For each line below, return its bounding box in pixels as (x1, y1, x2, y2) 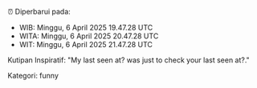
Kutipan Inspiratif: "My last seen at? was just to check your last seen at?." (7, 55, 250, 65)
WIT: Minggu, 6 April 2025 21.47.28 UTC (18, 40, 153, 49)
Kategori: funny (7, 71, 59, 80)
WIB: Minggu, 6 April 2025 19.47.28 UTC (18, 23, 153, 32)
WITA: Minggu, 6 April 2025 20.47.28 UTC (18, 31, 159, 41)
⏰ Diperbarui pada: (7, 7, 71, 16)
